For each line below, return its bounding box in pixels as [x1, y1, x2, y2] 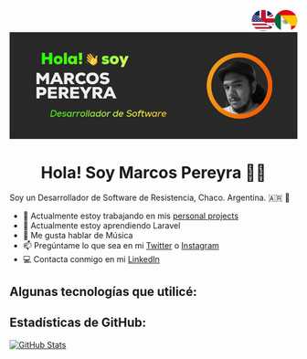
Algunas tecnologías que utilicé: [9, 283, 197, 300]
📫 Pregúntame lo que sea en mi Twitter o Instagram [22, 240, 219, 251]
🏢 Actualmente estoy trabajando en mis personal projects [22, 210, 239, 222]
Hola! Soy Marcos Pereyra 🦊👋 [40, 162, 267, 183]
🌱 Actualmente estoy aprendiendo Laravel [22, 220, 181, 231]
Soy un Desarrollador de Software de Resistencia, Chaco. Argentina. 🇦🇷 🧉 [9, 192, 291, 204]
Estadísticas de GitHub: [9, 315, 146, 331]
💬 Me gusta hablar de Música [22, 230, 133, 241]
